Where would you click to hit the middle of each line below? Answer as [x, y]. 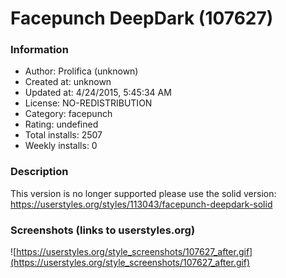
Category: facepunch [68, 114]
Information [39, 50]
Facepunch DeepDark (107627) [142, 18]
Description [39, 172]
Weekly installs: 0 [61, 146]
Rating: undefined [61, 124]
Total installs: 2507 [63, 135]
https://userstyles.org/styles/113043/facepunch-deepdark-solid [141, 204]
